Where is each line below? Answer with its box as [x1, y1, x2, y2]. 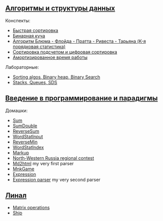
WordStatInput [12, 133, 43, 139]
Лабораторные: [5, 64, 39, 70]
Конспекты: [5, 17, 30, 23]
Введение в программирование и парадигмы [5, 94, 158, 103]
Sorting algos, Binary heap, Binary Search [12, 73, 101, 80]
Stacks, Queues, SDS [12, 79, 57, 85]
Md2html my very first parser [12, 160, 74, 166]
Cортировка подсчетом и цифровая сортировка [12, 49, 118, 55]
